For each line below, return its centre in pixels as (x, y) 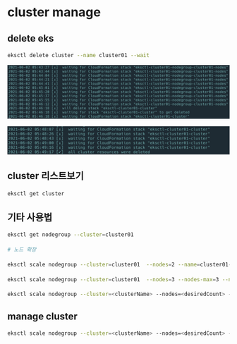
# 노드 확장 (22, 250)
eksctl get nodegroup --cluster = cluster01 (71, 235)
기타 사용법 (30, 217)
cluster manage (54, 12)
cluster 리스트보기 (46, 176)
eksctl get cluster (36, 193)
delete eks (31, 38)
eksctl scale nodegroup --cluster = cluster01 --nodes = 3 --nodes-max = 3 (113, 279)
